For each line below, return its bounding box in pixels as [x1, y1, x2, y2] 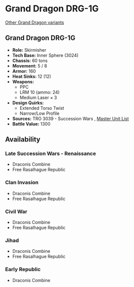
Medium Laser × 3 [19, 94, 57, 100]
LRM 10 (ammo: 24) [19, 89, 60, 95]
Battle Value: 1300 [12, 121, 51, 127]
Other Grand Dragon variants [5, 19, 64, 25]
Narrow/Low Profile [19, 110, 60, 116]
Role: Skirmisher [12, 47, 46, 53]
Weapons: [12, 78, 34, 84]
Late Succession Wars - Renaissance [5, 150, 96, 157]
